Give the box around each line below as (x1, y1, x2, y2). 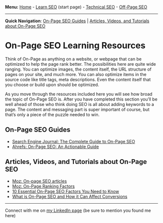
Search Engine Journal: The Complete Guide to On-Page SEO (12, 138, 135, 144)
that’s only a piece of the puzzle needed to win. (5, 111, 100, 118)
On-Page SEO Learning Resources (5, 40, 146, 51)
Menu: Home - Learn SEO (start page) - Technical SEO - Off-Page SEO (5, 4, 147, 10)
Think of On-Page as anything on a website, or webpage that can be (5, 56, 142, 62)
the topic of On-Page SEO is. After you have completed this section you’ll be (5, 96, 158, 102)
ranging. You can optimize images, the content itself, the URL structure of (5, 66, 152, 72)
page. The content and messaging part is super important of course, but (5, 106, 149, 112)
